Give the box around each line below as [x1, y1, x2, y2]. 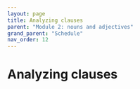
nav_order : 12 [7, 36, 49, 43]
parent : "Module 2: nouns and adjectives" [7, 23, 134, 30]
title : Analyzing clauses [7, 17, 83, 24]
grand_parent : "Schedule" [7, 29, 83, 37]
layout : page [7, 10, 46, 18]
